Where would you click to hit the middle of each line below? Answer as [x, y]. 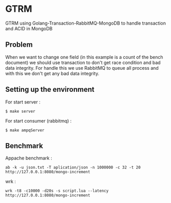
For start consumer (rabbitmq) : [38, 120]
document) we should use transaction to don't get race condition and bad [83, 63]
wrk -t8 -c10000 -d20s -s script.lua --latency [57, 191]
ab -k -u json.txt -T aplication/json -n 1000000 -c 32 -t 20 [73, 168]
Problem [19, 45]
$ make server [20, 111]
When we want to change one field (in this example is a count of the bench [84, 57]
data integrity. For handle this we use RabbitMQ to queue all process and [82, 68]
